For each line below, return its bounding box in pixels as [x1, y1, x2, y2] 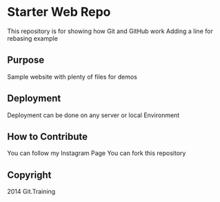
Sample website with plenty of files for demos [7, 72, 138, 81]
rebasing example [7, 34, 59, 42]
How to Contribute [7, 130, 88, 142]
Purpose [7, 54, 45, 66]
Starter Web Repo [7, 4, 111, 20]
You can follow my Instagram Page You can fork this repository [7, 149, 186, 157]
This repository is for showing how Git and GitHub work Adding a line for [7, 27, 214, 35]
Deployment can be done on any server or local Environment [7, 111, 180, 119]
